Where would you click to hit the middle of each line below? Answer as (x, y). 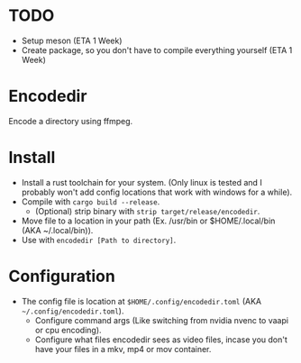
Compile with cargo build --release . (91, 201)
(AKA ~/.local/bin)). (57, 230)
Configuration (62, 277)
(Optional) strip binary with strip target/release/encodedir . (147, 211)
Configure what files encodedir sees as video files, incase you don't (161, 340)
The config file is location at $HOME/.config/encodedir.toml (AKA (141, 301)
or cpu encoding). (68, 330)
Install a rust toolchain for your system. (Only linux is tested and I (141, 182)
